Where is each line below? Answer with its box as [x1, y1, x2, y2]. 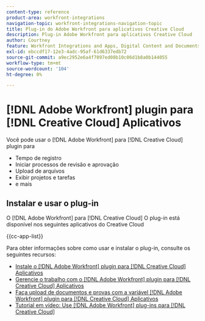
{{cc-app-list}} [6, 233, 44, 240]
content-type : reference [6, 9, 70, 15]
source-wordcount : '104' [6, 65, 70, 72]
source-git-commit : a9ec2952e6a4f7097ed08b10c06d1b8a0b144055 [6, 54, 168, 60]
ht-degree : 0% [6, 71, 43, 78]
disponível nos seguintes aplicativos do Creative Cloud [6, 221, 145, 228]
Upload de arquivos [15, 167, 65, 175]
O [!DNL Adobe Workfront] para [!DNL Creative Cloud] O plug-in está [6, 214, 180, 222]
